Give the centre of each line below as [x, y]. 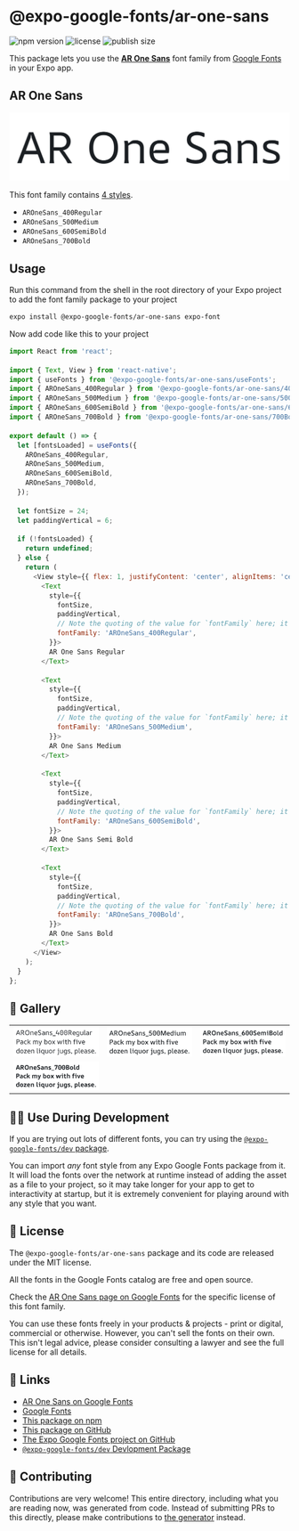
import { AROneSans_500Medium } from [79, 398]
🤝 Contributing [51, 1477]
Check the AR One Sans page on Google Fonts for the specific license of [142, 1297]
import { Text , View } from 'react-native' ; [93, 370]
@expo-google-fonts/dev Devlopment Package [106, 1448]
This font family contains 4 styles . [71, 195]
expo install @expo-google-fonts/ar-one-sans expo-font [115, 317]
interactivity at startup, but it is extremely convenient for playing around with [149, 1194]
